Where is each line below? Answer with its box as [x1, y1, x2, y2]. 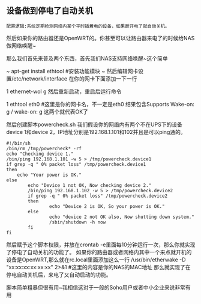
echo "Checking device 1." [6, 151, 74, 157]
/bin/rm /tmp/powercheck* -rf [6, 145, 82, 151]
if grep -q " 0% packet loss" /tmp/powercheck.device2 [28, 193, 168, 199]
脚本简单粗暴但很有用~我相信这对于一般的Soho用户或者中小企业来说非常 [6, 284, 186, 291]
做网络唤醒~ [6, 41, 37, 49]
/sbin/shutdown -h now [49, 219, 106, 225]
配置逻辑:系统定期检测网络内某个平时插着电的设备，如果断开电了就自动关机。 [6, 23, 170, 29]
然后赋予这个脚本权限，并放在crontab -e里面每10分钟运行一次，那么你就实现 [6, 241, 196, 248]
